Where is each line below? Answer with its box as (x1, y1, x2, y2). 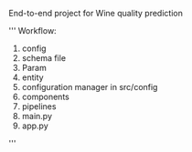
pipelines (21, 101, 57, 112)
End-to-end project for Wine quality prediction (8, 8, 184, 18)
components (21, 91, 69, 102)
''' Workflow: (8, 25, 57, 35)
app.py (21, 120, 49, 131)
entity (21, 72, 44, 83)
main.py (21, 111, 52, 121)
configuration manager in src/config (21, 82, 158, 92)
